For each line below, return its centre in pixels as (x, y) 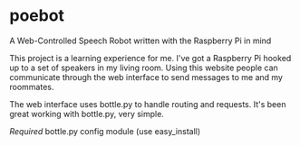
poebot (37, 16)
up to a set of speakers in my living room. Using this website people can (144, 68)
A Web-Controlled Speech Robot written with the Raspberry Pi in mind (140, 41)
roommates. (32, 87)
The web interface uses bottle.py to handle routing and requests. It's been (148, 104)
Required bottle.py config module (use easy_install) (105, 131)
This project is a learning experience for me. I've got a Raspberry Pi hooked (150, 58)
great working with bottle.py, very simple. (87, 114)
